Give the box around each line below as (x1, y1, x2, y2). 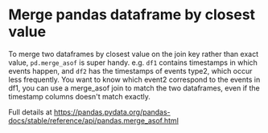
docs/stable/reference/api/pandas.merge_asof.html (8, 115, 179, 125)
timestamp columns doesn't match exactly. (8, 91, 150, 101)
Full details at (8, 107, 52, 117)
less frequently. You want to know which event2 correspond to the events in (8, 75, 261, 84)
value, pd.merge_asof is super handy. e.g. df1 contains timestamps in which (8, 58, 258, 67)
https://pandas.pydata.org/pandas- (53, 107, 171, 117)
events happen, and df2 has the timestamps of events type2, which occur (8, 66, 253, 75)
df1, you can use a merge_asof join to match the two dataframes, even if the (8, 83, 260, 93)
